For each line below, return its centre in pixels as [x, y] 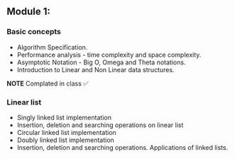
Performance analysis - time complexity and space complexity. [109, 54]
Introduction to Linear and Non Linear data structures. [95, 69]
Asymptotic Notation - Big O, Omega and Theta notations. [101, 62]
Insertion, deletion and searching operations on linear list [100, 125]
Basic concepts [34, 32]
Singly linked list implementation [64, 117]
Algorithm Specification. [52, 47]
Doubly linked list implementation [65, 140]
